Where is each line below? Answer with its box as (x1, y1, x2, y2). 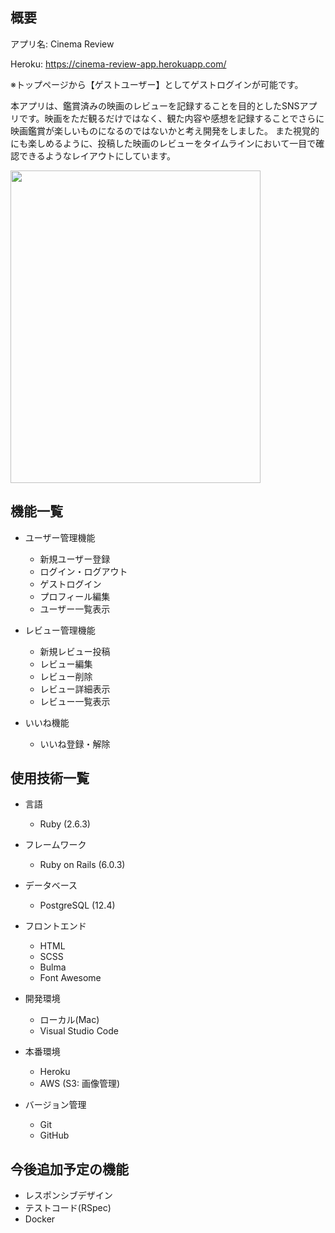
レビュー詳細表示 (39, 683, 111, 695)
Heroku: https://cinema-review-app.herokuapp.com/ (10, 58, 227, 70)
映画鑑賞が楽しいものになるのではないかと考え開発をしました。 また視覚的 (10, 124, 320, 137)
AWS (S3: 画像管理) (39, 1078, 120, 1090)
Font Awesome (39, 972, 102, 984)
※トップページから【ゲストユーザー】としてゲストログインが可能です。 (10, 78, 304, 90)
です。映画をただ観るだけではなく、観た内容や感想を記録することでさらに (18, 112, 325, 124)
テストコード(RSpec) (24, 1202, 112, 1214)
